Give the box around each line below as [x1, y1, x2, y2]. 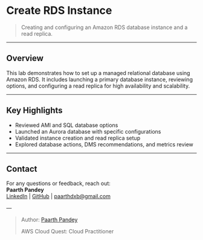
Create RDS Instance [6, 4, 112, 18]
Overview [6, 53, 44, 63]
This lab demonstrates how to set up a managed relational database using [6, 69, 190, 76]
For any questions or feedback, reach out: [6, 180, 111, 187]
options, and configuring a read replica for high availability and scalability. [6, 82, 190, 89]
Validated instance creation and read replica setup [14, 134, 141, 141]
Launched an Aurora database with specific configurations [14, 128, 161, 135]
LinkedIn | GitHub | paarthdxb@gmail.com [6, 193, 111, 200]
